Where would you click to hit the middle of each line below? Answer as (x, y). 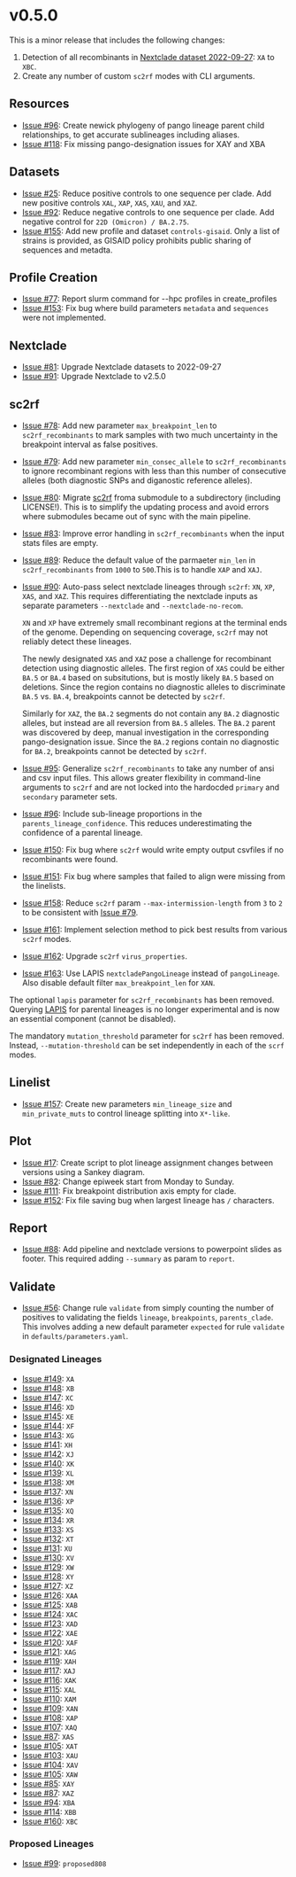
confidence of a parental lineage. (82, 833)
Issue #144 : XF (48, 1425)
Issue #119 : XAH (49, 1661)
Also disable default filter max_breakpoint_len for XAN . (118, 983)
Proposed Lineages (52, 1844)
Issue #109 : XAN (50, 1708)
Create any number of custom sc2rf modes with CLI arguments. (138, 75)
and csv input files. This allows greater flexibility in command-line (141, 778)
